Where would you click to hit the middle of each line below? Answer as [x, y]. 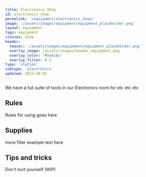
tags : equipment [22, 32]
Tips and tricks [29, 158]
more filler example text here [34, 142]
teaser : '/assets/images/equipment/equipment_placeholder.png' [75, 46]
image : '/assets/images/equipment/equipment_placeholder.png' [70, 23]
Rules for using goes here [31, 115]
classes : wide [20, 37]
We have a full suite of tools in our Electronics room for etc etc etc [72, 88]
